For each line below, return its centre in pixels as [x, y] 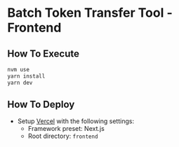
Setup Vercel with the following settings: [76, 121]
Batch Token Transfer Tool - [90, 13]
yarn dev [20, 83]
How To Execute [43, 54]
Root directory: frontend [63, 136]
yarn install [26, 76]
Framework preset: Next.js [66, 129]
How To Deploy [41, 105]
